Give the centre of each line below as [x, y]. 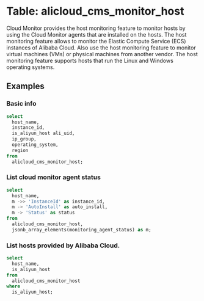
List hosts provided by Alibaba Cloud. [63, 245]
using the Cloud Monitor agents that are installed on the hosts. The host [97, 34]
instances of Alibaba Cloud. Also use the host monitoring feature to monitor [101, 48]
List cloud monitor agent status [53, 177]
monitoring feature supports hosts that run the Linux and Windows [90, 60]
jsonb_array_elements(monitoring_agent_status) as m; [82, 230]
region [20, 150]
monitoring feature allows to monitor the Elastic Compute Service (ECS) [96, 41]
